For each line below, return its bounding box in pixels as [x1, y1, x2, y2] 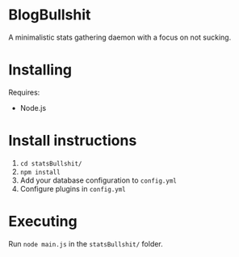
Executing [8, 213, 78, 230]
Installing [8, 61, 73, 79]
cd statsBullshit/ [19, 159, 82, 167]
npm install [19, 168, 61, 176]
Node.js [19, 103, 47, 112]
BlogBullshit [8, 6, 91, 24]
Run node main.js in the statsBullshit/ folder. [8, 238, 163, 248]
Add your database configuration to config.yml [19, 175, 178, 185]
